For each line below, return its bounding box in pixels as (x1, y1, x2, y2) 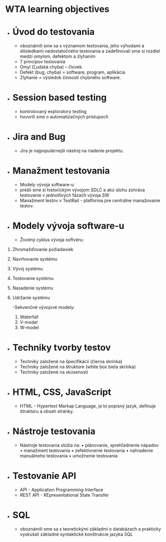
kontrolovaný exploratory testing (19, 109, 87, 115)
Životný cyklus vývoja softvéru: (19, 237, 84, 243)
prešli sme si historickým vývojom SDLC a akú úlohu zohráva (19, 187, 145, 193)
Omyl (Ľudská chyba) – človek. (19, 64, 83, 70)
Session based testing (12, 92, 107, 103)
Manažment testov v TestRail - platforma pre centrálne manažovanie (19, 197, 161, 203)
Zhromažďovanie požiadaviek (12, 246, 74, 252)
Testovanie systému (12, 275, 54, 281)
